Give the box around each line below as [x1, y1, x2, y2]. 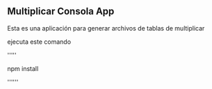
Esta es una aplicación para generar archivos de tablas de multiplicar [7, 24, 205, 32]
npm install [7, 64, 39, 72]
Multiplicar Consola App [7, 6, 115, 17]
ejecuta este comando [7, 38, 72, 46]
